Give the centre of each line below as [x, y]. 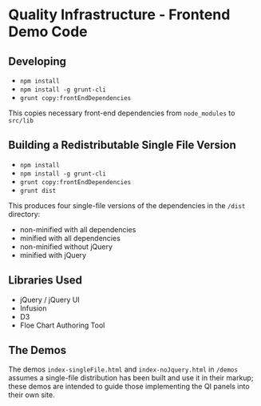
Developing [37, 61]
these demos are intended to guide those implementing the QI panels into [129, 387]
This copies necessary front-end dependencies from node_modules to [122, 113]
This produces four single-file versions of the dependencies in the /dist [127, 205]
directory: [24, 214]
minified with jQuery [53, 255]
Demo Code [48, 32]
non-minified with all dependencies [78, 229]
